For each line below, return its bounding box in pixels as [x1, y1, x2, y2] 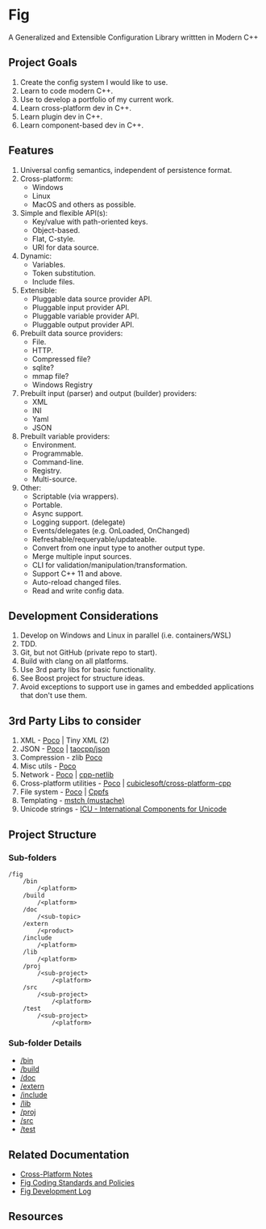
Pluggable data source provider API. [31, 293, 152, 304]
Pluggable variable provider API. [31, 311, 139, 321]
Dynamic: [19, 250, 52, 260]
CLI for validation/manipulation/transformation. [31, 560, 188, 570]
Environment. [31, 440, 77, 449]
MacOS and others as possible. [31, 200, 136, 209]
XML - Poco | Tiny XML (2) [19, 735, 110, 745]
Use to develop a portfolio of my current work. [19, 95, 174, 104]
